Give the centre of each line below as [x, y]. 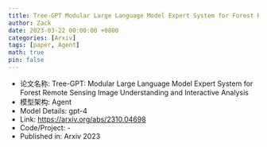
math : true [26, 52]
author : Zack [30, 23]
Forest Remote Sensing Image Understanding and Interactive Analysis [134, 92]
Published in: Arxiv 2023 [60, 136]
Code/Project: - [45, 127]
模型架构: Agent [46, 102]
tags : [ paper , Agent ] [44, 45]
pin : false [26, 60]
